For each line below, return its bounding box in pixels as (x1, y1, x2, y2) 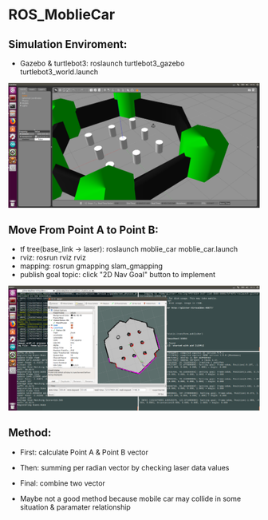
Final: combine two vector (19, 478, 106, 488)
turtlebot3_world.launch (19, 67, 99, 77)
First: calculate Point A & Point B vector (19, 447, 149, 457)
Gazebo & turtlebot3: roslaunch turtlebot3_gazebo (19, 58, 185, 68)
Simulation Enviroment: (8, 38, 128, 51)
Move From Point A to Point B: (8, 223, 160, 236)
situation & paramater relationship (19, 502, 132, 512)
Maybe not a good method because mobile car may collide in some (19, 494, 242, 503)
